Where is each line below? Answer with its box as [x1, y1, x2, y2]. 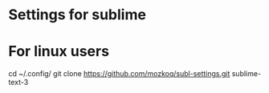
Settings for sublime [8, 6, 147, 24]
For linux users [8, 42, 110, 61]
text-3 [8, 78, 29, 87]
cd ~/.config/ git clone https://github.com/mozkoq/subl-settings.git [8, 69, 230, 79]
